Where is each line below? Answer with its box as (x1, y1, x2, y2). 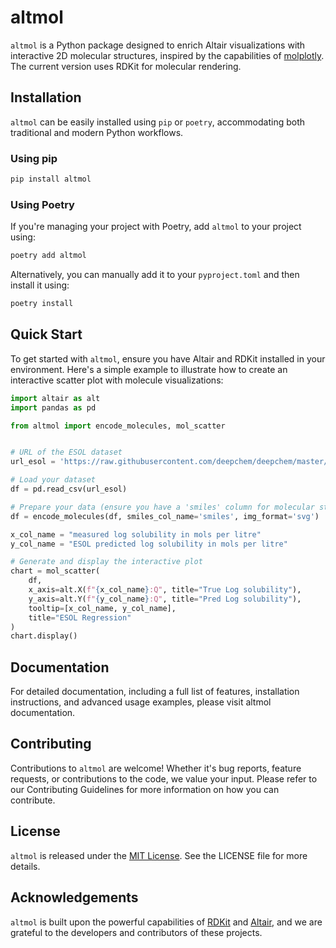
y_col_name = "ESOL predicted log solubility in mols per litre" (10, 539, 288, 549)
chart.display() (10, 631, 78, 641)
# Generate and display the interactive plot (10, 557, 203, 567)
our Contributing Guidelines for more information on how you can (10, 783, 280, 795)
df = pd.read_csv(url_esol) (10, 484, 128, 495)
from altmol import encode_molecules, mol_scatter (10, 421, 226, 431)
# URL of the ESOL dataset (10, 447, 123, 458)
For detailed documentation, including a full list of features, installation (10, 686, 300, 698)
